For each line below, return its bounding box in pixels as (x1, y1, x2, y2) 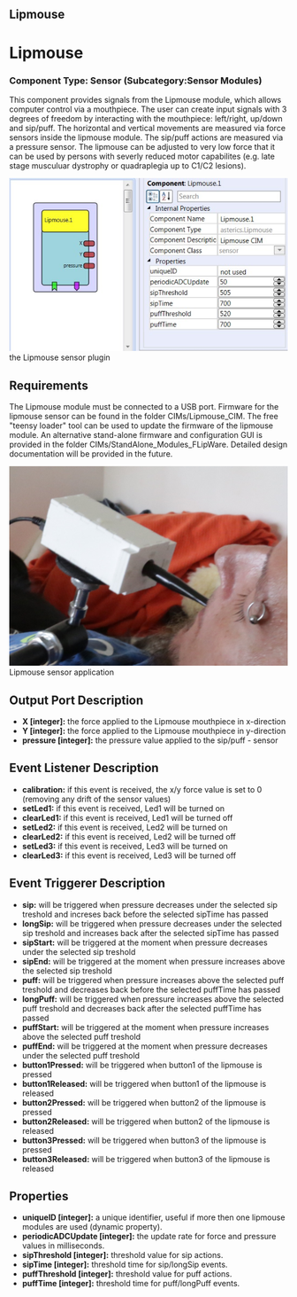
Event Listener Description (9, 761, 159, 776)
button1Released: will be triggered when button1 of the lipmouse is (21, 1078, 267, 1089)
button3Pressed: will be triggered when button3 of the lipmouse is (21, 1135, 267, 1145)
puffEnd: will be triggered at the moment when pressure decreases (21, 1041, 268, 1051)
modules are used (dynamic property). (21, 1222, 163, 1232)
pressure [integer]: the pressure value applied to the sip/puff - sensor (21, 735, 278, 746)
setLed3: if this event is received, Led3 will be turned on (21, 840, 228, 851)
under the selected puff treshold (21, 1050, 140, 1060)
